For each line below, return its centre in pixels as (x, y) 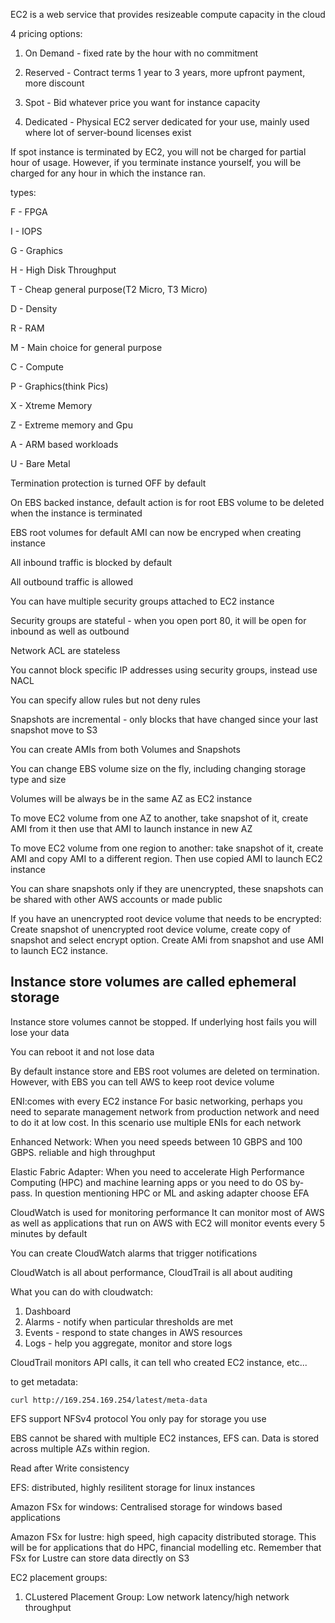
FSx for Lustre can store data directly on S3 (100, 1558)
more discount (54, 83)
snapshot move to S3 (54, 730)
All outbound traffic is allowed (71, 582)
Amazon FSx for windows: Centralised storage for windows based (146, 1506)
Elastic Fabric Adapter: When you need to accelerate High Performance (157, 1171)
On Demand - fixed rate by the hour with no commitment (141, 53)
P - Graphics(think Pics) (59, 386)
